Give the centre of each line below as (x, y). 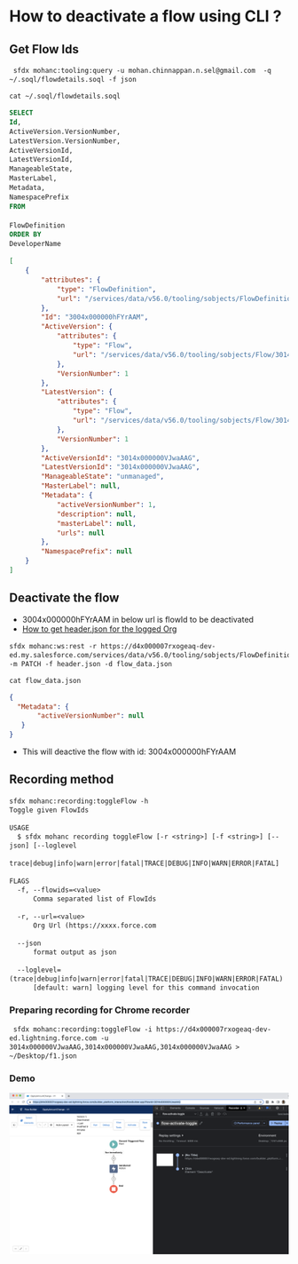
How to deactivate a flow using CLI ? (145, 16)
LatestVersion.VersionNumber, (65, 141)
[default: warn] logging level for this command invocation (146, 988)
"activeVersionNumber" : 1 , (106, 505)
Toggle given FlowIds (49, 810)
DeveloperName (35, 244)
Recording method (62, 779)
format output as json (74, 952)
